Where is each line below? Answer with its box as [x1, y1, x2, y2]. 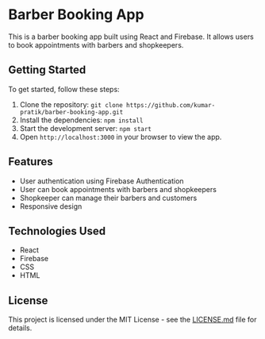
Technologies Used [8, 224, 106, 237]
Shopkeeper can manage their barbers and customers [19, 193, 198, 202]
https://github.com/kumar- [125, 101, 216, 109]
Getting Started [8, 64, 86, 77]
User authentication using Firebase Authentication [19, 176, 184, 186]
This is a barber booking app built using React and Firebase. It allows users [8, 32, 254, 41]
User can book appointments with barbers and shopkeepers [19, 184, 217, 194]
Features [8, 155, 53, 168]
